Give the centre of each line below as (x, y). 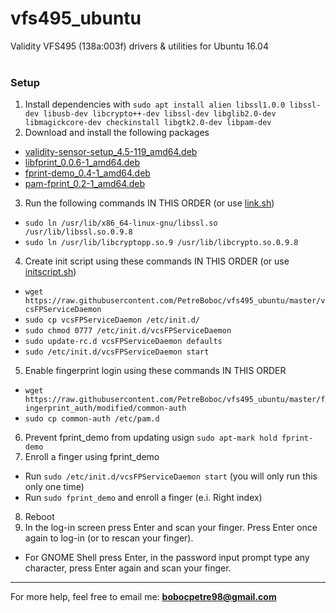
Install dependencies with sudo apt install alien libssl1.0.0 (155, 104)
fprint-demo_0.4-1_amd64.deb (87, 173)
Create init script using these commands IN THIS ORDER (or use (157, 261)
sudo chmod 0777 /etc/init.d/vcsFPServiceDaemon (128, 331)
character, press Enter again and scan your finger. (128, 568)
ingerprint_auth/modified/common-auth (105, 408)
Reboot (39, 517)
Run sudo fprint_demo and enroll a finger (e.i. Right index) (143, 498)
